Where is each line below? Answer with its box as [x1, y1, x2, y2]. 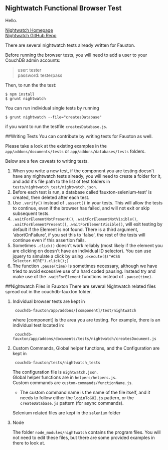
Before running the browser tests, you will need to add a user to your [5, 52, 147, 58]
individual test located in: [12, 322, 64, 328]
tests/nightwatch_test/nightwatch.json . [12, 183, 97, 190]
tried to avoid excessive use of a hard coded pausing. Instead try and [12, 268, 156, 274]
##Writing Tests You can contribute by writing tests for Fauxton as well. [5, 133, 153, 139]
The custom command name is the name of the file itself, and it [20, 389, 150, 395]
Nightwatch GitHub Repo [5, 32, 57, 38]
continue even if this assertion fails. [12, 237, 86, 243]
